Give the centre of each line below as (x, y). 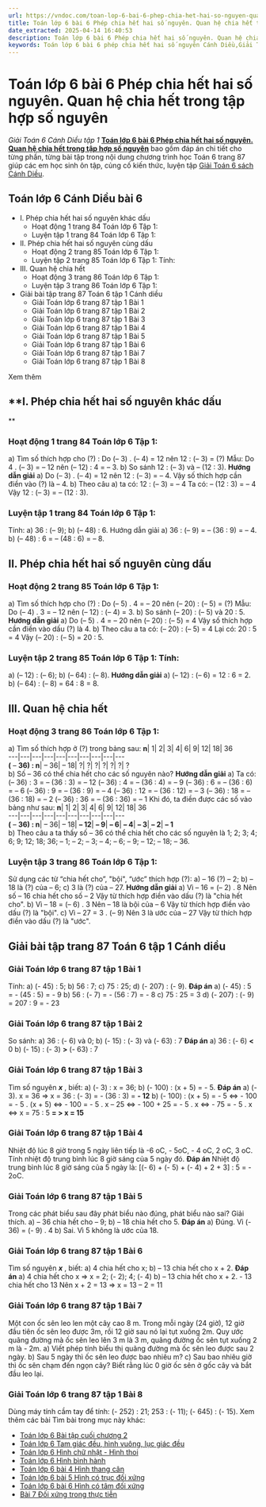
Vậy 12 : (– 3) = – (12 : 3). (48, 492)
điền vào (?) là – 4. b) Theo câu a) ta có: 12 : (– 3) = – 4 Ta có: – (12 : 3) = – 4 (132, 484)
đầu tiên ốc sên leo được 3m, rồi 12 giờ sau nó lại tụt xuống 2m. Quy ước (126, 1332)
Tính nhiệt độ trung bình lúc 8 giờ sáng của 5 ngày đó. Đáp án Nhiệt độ (124, 1158)
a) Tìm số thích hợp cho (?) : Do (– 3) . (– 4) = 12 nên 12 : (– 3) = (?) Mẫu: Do (131, 458)
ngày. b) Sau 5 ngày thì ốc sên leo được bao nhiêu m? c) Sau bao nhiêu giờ (130, 1357)
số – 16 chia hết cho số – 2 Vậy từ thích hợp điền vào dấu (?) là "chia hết (125, 896)
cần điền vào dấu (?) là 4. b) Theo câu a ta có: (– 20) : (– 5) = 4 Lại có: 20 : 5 (133, 629)
